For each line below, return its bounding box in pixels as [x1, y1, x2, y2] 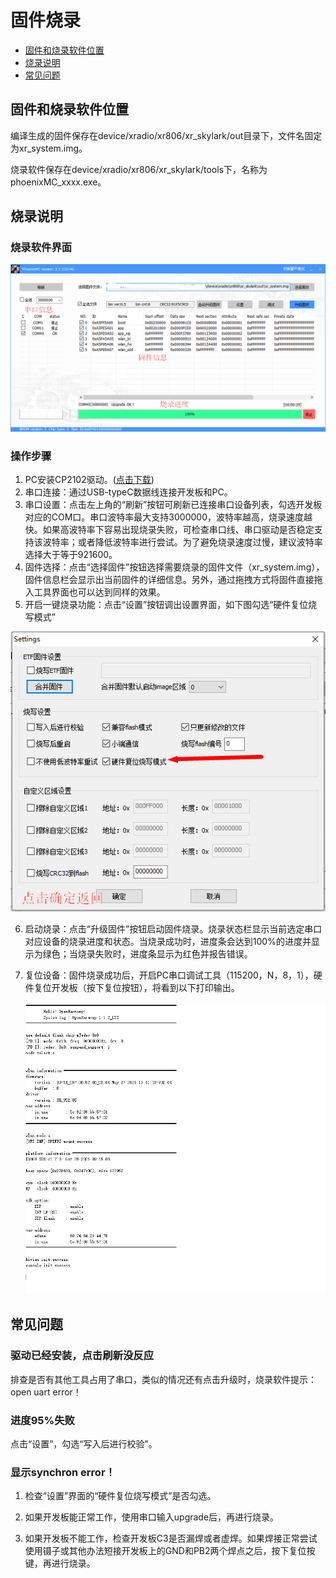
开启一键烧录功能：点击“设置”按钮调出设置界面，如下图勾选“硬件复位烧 [24, 599, 318, 611]
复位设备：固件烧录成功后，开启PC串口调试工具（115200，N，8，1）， [24, 969, 314, 981]
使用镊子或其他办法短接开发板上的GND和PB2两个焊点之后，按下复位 [24, 1545, 307, 1557]
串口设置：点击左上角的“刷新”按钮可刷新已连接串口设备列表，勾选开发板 [24, 499, 323, 511]
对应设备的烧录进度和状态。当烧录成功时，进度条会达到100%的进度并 [24, 935, 312, 947]
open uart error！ [10, 1386, 82, 1398]
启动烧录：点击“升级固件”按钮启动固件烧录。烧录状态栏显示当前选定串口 [24, 922, 323, 935]
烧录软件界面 [10, 241, 73, 255]
